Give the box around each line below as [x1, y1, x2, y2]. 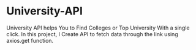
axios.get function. [6, 37, 54, 44]
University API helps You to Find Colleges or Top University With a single [6, 24, 190, 31]
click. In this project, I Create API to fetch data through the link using [6, 30, 179, 37]
